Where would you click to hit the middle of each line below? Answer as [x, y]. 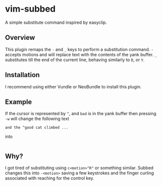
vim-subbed [30, 9]
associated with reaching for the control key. [50, 178]
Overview [20, 38]
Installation [22, 75]
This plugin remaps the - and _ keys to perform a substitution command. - [79, 49]
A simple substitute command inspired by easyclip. [56, 22]
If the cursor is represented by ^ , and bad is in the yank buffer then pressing [81, 114]
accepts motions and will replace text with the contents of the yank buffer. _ [81, 54]
